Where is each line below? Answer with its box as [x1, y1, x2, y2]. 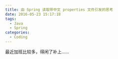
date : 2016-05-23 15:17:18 [5, 12, 61, 17]
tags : [5, 16, 16, 21]
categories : [5, 30, 30, 35]
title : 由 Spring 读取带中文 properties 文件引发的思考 [5, 7, 113, 12]
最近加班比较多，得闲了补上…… [5, 49, 69, 55]
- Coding [9, 35, 28, 40]
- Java [9, 21, 23, 26]
